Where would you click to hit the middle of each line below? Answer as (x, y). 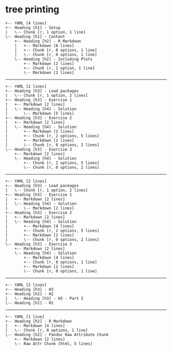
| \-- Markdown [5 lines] (40, 113)
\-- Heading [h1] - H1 (29, 303)
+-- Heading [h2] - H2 (29, 294)
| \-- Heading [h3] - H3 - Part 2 (44, 298)
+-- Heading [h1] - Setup (33, 27)
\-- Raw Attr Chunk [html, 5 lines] (54, 344)
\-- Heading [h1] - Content (35, 36)
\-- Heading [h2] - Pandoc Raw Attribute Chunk (57, 335)
